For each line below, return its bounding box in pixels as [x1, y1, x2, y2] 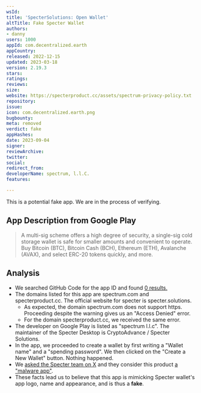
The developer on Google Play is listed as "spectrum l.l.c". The [14, 322, 170, 329]
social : [6, 160, 26, 166]
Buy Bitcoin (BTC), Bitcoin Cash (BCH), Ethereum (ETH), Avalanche [20, 244, 187, 251]
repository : [6, 98, 36, 104]
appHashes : [6, 132, 34, 138]
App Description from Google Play [6, 216, 136, 226]
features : [6, 177, 31, 183]
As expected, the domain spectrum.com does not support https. [23, 303, 183, 310]
